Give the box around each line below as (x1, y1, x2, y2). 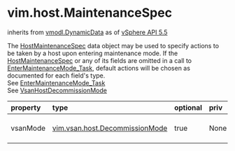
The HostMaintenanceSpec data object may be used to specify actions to (7, 41, 219, 50)
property (10, 103, 41, 113)
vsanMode (10, 123, 46, 133)
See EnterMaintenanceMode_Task (7, 78, 106, 87)
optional (173, 103, 203, 113)
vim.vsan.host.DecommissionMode (52, 123, 168, 133)
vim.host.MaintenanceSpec (7, 5, 173, 21)
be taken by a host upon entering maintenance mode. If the (7, 49, 178, 57)
